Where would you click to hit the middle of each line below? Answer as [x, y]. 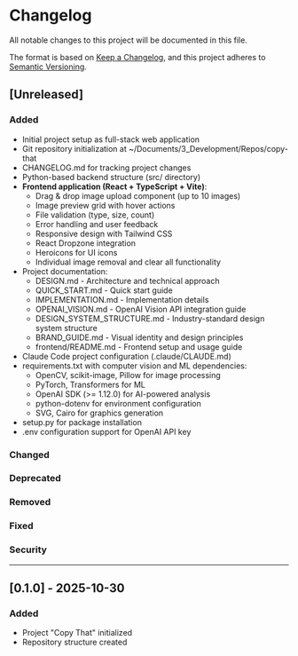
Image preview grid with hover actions [105, 205]
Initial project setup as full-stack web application [111, 139]
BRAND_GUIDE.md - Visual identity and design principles [139, 337]
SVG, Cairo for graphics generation [99, 413]
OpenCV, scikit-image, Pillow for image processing [128, 375]
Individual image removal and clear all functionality [128, 262]
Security [28, 549]
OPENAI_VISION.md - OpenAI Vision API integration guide [141, 309]
